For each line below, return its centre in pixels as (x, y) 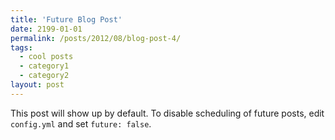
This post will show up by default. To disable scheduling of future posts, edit (167, 113)
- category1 (44, 66)
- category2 (44, 76)
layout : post (37, 85)
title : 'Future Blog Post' (66, 19)
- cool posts (46, 57)
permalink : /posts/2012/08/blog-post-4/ (96, 38)
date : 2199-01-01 (46, 29)
